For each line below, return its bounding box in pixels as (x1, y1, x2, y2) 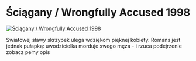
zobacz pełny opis (6, 48, 50, 55)
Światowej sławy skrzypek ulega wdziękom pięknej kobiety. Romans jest (6, 36, 181, 43)
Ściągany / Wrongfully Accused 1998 (6, 6, 191, 19)
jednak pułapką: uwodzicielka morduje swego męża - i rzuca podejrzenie (6, 42, 183, 49)
